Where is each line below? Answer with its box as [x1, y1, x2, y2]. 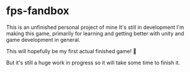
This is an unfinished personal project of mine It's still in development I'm [6, 24, 185, 31]
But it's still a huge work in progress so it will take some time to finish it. [6, 59, 181, 66]
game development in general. [6, 36, 80, 43]
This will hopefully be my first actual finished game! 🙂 [6, 47, 137, 54]
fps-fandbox [6, 4, 70, 18]
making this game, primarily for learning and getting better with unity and [6, 30, 185, 37]
